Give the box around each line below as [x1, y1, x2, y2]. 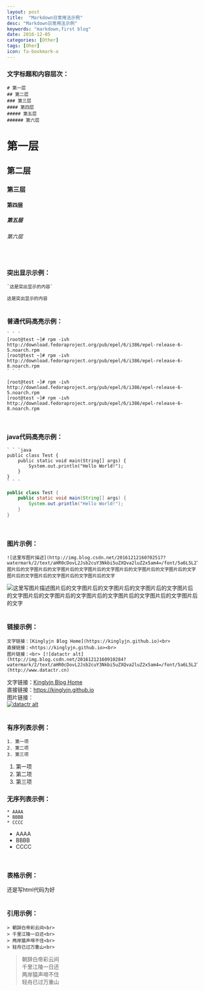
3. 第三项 [7, 751, 29, 758]
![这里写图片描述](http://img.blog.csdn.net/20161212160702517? [7, 554, 166, 561]
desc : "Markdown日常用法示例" [7, 20, 77, 26]
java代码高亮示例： [7, 433, 63, 441]
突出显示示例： [7, 268, 51, 277]
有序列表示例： [7, 723, 51, 731]
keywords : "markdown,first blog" [7, 26, 91, 32]
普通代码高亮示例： [7, 317, 63, 325]
